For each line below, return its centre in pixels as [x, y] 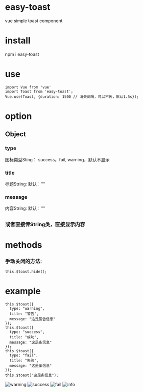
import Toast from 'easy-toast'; [39, 91]
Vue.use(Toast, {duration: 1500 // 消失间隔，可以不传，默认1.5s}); [72, 97]
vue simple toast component [34, 21]
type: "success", [27, 332]
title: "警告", [24, 314]
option [19, 116]
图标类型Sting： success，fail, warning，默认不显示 [58, 159]
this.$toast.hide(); [26, 272]
